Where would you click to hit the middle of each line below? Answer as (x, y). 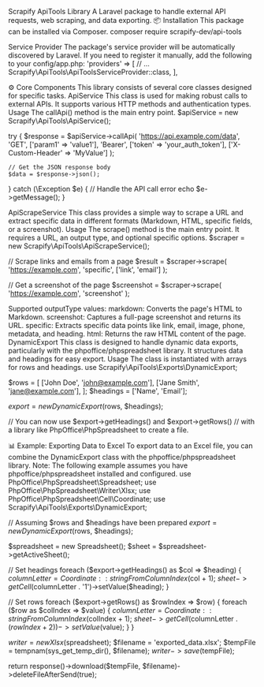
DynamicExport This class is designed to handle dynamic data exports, (123, 342)
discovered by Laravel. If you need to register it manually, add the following (130, 55)
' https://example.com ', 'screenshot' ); (69, 293)
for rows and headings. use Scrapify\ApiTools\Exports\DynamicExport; (123, 367)
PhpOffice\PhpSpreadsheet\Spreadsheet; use (82, 482)
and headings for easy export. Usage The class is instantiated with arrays (127, 359)
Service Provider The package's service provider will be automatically (122, 47)
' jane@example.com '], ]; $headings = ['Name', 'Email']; (98, 391)
